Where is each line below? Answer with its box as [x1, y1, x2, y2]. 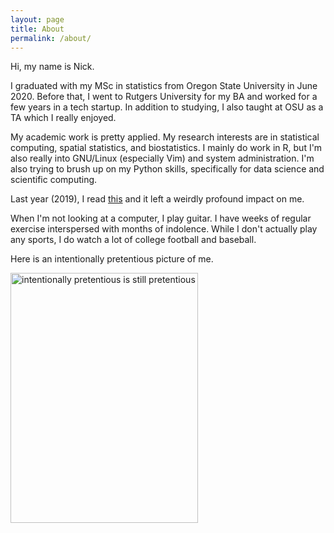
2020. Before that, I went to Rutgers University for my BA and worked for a [10, 91, 318, 103]
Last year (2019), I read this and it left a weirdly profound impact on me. [10, 193, 305, 205]
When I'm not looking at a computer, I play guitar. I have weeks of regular [10, 212, 312, 225]
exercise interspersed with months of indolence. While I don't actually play [10, 223, 318, 235]
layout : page [10, 14, 65, 25]
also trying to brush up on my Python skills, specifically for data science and [10, 163, 325, 175]
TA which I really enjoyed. [10, 112, 117, 124]
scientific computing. [10, 174, 98, 186]
